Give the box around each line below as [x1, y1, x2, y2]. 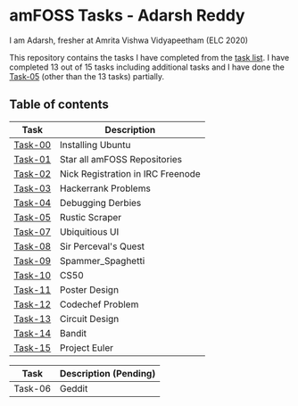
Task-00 [13, 138, 52, 151]
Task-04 [13, 196, 52, 209]
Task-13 [13, 312, 52, 325]
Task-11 [13, 283, 52, 295]
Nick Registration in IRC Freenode [59, 167, 201, 179]
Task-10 [13, 269, 52, 281]
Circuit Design [59, 312, 120, 325]
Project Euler [59, 341, 114, 353]
